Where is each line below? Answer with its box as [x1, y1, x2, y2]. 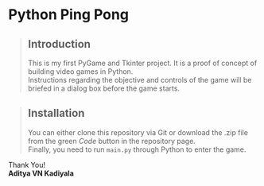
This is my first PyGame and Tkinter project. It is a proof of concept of [27, 58, 258, 68]
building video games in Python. [27, 67, 134, 76]
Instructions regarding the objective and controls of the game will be [27, 76, 252, 84]
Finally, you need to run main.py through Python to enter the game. [27, 145, 247, 154]
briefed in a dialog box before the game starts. [27, 83, 181, 93]
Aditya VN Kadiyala [8, 169, 74, 178]
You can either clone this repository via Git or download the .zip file [27, 127, 249, 137]
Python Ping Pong [8, 6, 130, 24]
